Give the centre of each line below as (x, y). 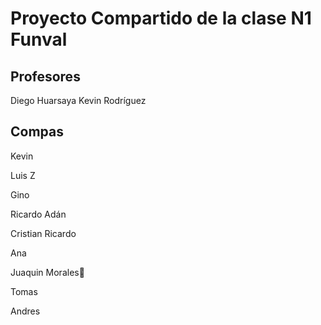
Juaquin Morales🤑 (47, 272)
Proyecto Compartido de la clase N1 (161, 18)
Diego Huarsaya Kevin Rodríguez (78, 100)
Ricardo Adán (38, 214)
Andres (25, 311)
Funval (39, 39)
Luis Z (23, 175)
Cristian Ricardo (43, 233)
